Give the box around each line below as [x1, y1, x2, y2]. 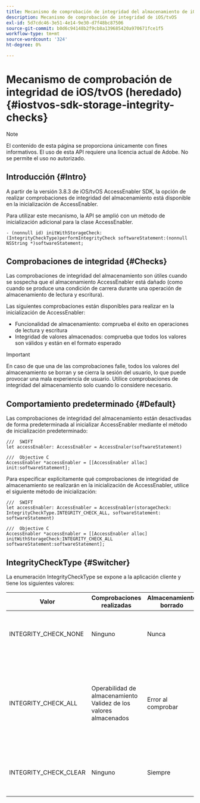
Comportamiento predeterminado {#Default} [6, 399, 176, 409]
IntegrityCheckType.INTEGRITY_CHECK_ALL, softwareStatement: [6, 510, 161, 516]
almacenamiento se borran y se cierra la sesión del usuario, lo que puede [6, 369, 186, 376]
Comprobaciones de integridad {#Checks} [6, 257, 168, 267]
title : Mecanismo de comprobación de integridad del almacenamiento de [6, 8, 187, 15]
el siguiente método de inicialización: [6, 488, 97, 495]
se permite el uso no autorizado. [6, 154, 86, 161]
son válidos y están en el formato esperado [14, 340, 121, 347]
